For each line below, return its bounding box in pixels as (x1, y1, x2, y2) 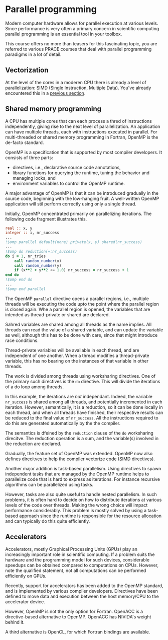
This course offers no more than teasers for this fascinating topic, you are (5, 40, 157, 46)
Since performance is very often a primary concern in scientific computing (5, 25, 159, 31)
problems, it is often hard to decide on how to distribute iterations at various (5, 496, 162, 503)
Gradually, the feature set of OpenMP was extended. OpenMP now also (5, 450, 153, 456)
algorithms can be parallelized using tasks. (5, 481, 94, 487)
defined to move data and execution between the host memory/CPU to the (5, 593, 159, 599)
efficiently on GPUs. (5, 573, 47, 579)
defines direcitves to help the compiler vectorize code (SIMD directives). (5, 456, 155, 462)
